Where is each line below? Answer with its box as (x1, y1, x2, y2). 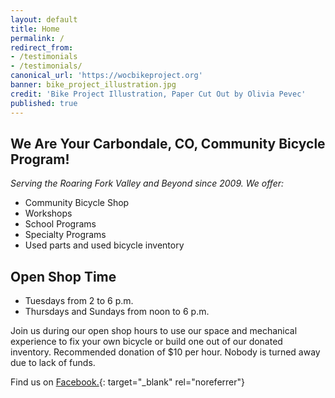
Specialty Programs (24, 229, 107, 241)
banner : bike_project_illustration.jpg (10, 80, 177, 90)
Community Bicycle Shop (24, 197, 130, 209)
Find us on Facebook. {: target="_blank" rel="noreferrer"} (10, 376, 246, 388)
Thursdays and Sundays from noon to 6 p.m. (24, 306, 210, 318)
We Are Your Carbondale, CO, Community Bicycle (10, 135, 326, 152)
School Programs (24, 218, 97, 230)
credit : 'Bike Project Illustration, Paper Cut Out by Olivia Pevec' (10, 89, 307, 99)
